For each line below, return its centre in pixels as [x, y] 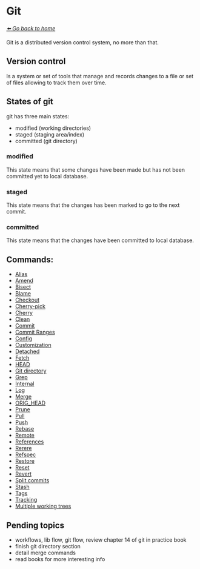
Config [23, 338]
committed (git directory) [46, 141]
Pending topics [35, 525]
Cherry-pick [30, 306]
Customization [33, 345]
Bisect [23, 287]
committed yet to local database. [47, 176]
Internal [25, 384]
